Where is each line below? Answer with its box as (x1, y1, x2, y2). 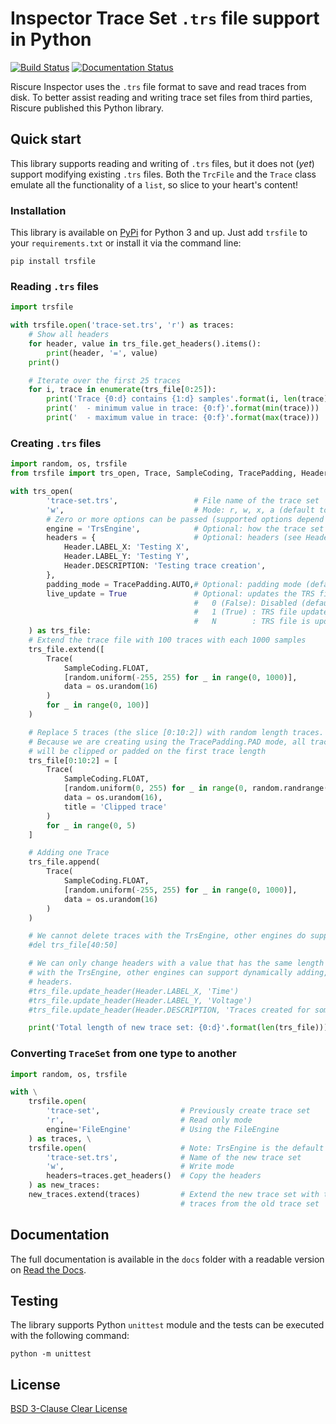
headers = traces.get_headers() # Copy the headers (46, 1171, 262, 1181)
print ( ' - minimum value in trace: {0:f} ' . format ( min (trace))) (46, 403, 320, 414)
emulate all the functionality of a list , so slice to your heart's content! (10, 178, 299, 191)
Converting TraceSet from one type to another (10, 1047, 237, 1061)
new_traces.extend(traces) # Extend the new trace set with (28, 1190, 320, 1200)
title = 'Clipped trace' (63, 802, 168, 812)
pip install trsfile (10, 257, 97, 267)
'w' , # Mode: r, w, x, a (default (46, 505, 315, 515)
